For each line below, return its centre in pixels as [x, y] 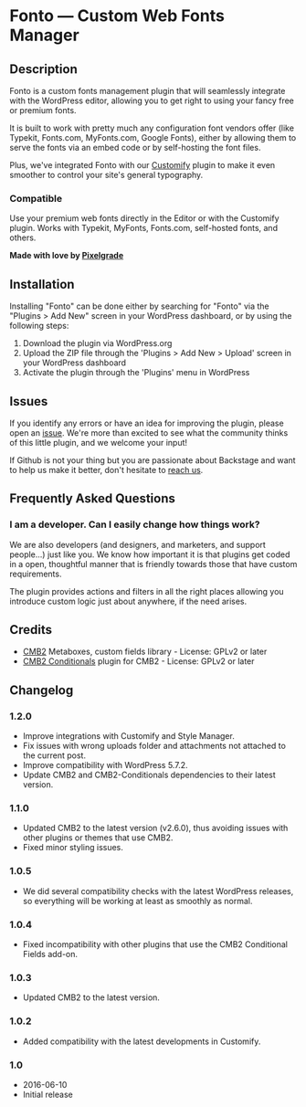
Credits [31, 630]
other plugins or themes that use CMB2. [98, 838]
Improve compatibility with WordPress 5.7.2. [105, 765]
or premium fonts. [43, 110]
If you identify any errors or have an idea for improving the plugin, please [147, 423]
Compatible [36, 198]
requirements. [36, 574]
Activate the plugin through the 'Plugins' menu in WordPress [136, 373]
